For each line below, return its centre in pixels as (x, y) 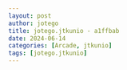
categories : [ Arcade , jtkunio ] (60, 46)
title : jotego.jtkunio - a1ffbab (64, 31)
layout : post (30, 16)
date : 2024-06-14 (37, 38)
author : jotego (34, 23)
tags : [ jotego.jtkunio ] (48, 53)
